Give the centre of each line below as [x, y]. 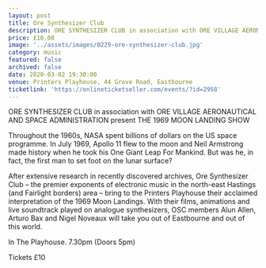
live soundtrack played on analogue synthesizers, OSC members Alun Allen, [132, 210]
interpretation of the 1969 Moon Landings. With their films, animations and [129, 201]
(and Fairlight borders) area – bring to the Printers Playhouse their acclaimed [133, 193]
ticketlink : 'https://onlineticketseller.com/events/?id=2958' [115, 89]
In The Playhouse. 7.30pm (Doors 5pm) [72, 242]
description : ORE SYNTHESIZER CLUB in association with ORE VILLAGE [123, 30]
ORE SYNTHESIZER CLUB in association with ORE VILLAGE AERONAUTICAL [133, 112]
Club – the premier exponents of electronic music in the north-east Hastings [132, 185]
